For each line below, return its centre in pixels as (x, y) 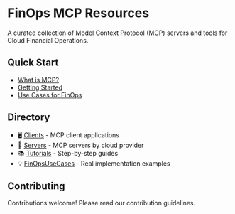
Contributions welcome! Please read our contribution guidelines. (102, 203)
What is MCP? (38, 80)
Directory (29, 118)
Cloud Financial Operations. (48, 40)
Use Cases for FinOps (50, 95)
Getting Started (40, 87)
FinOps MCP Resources (78, 13)
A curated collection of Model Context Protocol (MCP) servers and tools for (117, 33)
